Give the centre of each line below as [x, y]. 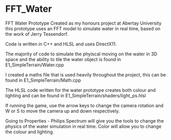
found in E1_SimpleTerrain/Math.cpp [43, 80]
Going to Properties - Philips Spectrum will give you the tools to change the [84, 121]
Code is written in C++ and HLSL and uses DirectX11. [61, 44]
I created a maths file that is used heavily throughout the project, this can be [86, 74]
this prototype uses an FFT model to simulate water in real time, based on [83, 28]
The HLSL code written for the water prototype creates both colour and [81, 90]
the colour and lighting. [30, 132]
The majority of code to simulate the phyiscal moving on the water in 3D [81, 54]
